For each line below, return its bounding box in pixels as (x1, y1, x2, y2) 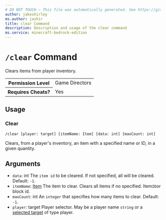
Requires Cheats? (7, 88, 50, 95)
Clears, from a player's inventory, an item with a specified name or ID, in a (5, 140, 156, 146)
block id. (12, 188, 30, 194)
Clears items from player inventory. (5, 68, 77, 74)
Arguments (5, 160, 41, 168)
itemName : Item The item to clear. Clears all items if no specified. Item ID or (12, 183, 161, 189)
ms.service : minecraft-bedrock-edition (5, 30, 87, 35)
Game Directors (55, 80, 91, 87)
